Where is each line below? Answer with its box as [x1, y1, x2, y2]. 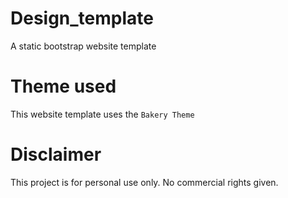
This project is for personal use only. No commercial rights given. [10, 176, 279, 188]
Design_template [10, 7, 154, 30]
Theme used [10, 75, 117, 98]
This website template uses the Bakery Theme [10, 108, 195, 120]
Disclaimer [10, 143, 102, 166]
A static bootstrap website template [10, 40, 157, 52]
